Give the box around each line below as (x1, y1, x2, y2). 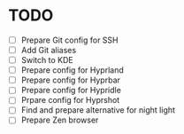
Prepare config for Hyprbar (20, 75, 121, 85)
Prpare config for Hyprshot (20, 95, 120, 106)
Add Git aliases (20, 45, 77, 55)
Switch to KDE (20, 55, 73, 66)
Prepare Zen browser (20, 114, 99, 125)
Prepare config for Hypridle (20, 85, 121, 96)
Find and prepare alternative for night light (20, 105, 176, 115)
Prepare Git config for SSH (20, 35, 119, 45)
